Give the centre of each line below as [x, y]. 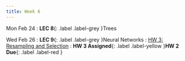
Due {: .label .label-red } [34, 52]
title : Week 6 [23, 11]
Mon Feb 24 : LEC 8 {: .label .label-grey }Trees [61, 28]
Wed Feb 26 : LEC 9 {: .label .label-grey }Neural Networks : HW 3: [85, 39]
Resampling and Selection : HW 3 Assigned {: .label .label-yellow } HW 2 [92, 46]
